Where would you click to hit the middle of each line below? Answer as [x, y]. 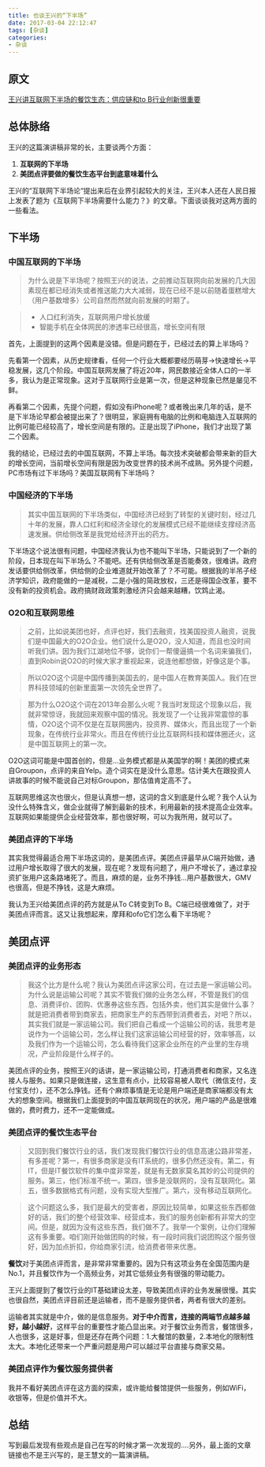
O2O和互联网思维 [41, 613]
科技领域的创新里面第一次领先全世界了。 [100, 688]
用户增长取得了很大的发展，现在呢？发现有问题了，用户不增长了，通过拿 [132, 868]
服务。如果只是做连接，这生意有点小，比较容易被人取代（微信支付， [139, 1081]
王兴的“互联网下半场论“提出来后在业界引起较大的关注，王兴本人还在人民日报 [132, 190]
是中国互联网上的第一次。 [69, 744]
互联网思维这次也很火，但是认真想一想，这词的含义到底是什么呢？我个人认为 [132, 797]
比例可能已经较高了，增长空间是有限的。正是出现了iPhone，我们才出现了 [127, 426]
